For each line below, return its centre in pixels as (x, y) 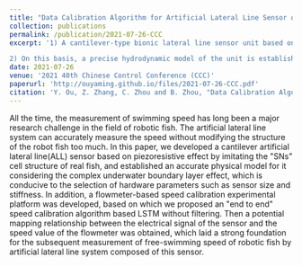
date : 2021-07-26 (42, 67)
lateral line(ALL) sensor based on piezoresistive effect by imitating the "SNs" (151, 156)
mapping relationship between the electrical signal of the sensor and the (143, 223)
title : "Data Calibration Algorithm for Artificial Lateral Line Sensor (148, 18)
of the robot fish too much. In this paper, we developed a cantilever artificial (150, 146)
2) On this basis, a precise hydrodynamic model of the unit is (132, 59)
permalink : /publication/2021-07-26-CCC (86, 34)
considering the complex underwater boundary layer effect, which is (136, 175)
